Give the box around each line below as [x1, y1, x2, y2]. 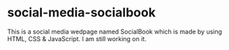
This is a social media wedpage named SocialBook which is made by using [7, 27, 222, 36]
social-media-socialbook [7, 5, 156, 21]
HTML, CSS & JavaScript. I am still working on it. [7, 34, 147, 42]
